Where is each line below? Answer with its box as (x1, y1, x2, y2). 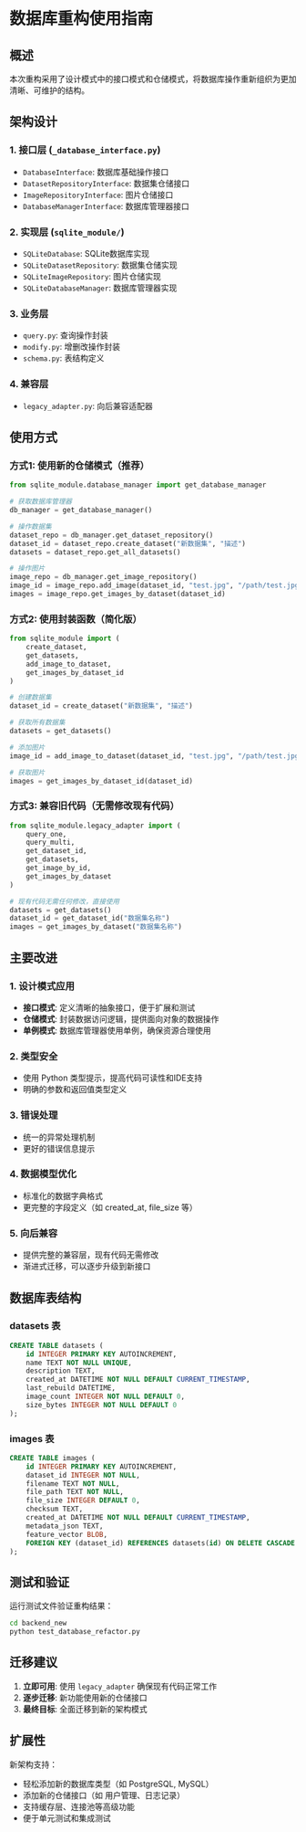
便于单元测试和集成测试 (22, 1812, 111, 1823)
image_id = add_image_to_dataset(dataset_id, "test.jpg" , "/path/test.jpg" (9, 751, 303, 761)
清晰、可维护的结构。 (9, 85, 89, 96)
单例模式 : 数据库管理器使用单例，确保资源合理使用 (22, 1025, 211, 1036)
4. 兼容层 (9, 378, 49, 391)
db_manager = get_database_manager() (9, 506, 153, 515)
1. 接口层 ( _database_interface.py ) (9, 143, 161, 156)
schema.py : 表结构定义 (22, 353, 105, 363)
